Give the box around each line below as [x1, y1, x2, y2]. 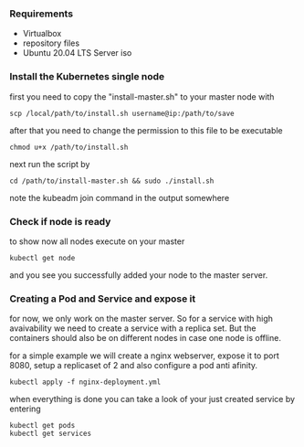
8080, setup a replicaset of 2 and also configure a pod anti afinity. [9, 360, 258, 371]
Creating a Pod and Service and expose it [9, 292, 196, 304]
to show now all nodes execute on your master [9, 236, 185, 247]
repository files [22, 37, 80, 48]
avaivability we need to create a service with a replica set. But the [9, 323, 257, 334]
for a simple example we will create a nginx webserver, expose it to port [9, 350, 280, 361]
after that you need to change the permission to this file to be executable [9, 124, 283, 135]
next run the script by [9, 158, 90, 169]
